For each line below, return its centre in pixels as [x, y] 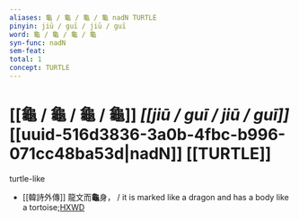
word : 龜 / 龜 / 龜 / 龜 [53, 34]
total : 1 [26, 59]
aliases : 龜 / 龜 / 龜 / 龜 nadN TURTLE [83, 18]
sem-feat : [28, 51]
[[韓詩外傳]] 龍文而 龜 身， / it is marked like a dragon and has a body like [155, 197]
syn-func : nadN [38, 43]
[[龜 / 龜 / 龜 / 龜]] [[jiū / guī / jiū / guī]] [149, 115]
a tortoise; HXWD [53, 207]
